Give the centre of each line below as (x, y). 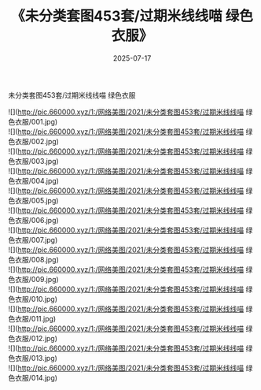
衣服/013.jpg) (36, 358)
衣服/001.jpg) (36, 121)
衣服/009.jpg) (37, 279)
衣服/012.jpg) (36, 338)
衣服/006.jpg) (37, 220)
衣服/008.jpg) (37, 259)
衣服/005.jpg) (37, 200)
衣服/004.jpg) (37, 180)
